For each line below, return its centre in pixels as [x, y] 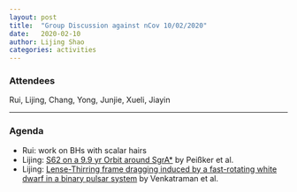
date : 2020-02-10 [45, 33]
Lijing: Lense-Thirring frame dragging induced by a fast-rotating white [149, 169]
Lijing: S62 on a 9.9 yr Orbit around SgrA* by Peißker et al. [128, 159]
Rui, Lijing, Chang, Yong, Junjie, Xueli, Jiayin [90, 100]
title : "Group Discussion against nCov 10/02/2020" [108, 26]
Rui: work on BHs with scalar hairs [84, 150]
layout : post [33, 17]
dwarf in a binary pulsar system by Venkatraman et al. [120, 178]
